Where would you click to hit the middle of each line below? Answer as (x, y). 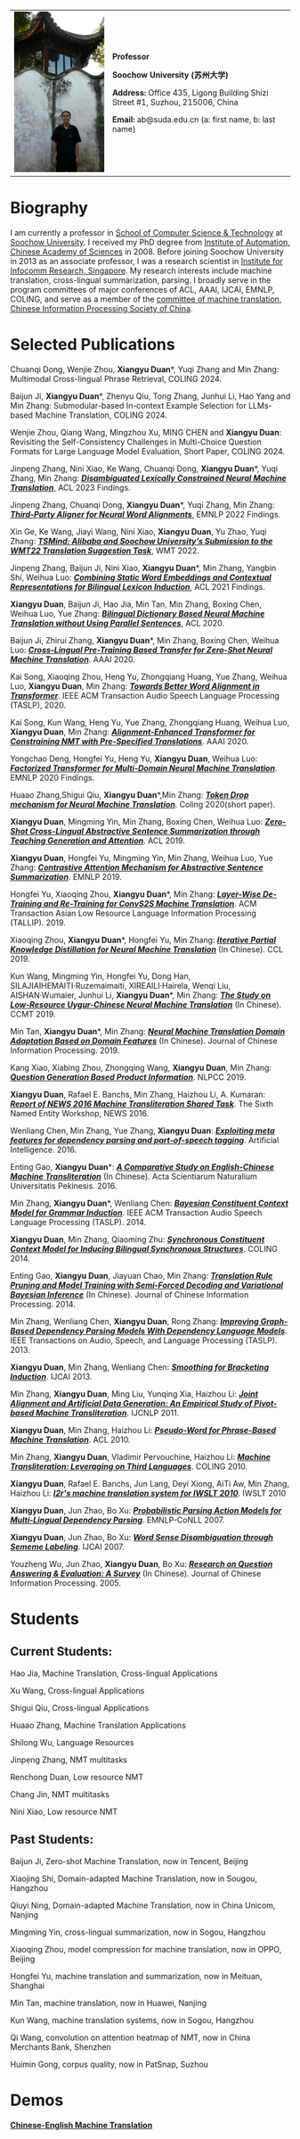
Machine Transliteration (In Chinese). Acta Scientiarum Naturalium (134, 1176)
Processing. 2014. (43, 1304)
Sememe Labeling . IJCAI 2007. (67, 1546)
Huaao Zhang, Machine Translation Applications (98, 1725)
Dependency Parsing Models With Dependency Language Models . (162, 1331)
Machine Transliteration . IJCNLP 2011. (107, 1413)
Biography (49, 208)
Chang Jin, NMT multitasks (60, 1794)
